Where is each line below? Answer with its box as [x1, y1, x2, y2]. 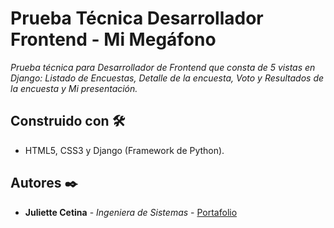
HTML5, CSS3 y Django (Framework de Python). [24, 144, 225, 156]
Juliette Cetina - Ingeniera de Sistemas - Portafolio [24, 206, 238, 218]
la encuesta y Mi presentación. [10, 82, 138, 94]
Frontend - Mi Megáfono [10, 28, 217, 51]
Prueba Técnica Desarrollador [10, 7, 264, 30]
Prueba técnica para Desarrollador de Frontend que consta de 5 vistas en [10, 61, 316, 73]
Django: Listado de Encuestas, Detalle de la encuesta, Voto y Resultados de [10, 72, 325, 84]
